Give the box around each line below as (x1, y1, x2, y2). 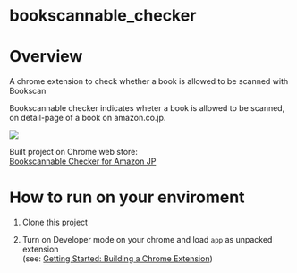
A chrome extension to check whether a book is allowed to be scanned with (9, 76, 289, 87)
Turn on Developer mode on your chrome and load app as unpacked (21, 235, 273, 245)
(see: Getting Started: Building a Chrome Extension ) (21, 253, 213, 264)
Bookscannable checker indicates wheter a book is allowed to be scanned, (9, 103, 285, 114)
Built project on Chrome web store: (9, 147, 139, 158)
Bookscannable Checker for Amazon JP (9, 156, 157, 166)
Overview (9, 47, 83, 67)
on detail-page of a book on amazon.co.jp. (9, 113, 166, 124)
